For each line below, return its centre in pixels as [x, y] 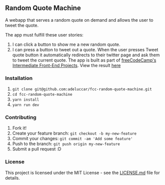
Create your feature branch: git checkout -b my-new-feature [74, 133]
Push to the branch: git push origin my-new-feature [66, 144]
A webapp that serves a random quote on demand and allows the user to [79, 20]
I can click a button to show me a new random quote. [66, 44]
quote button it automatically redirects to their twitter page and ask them [86, 55]
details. [13, 178]
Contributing [21, 117]
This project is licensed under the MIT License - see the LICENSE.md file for [82, 173]
